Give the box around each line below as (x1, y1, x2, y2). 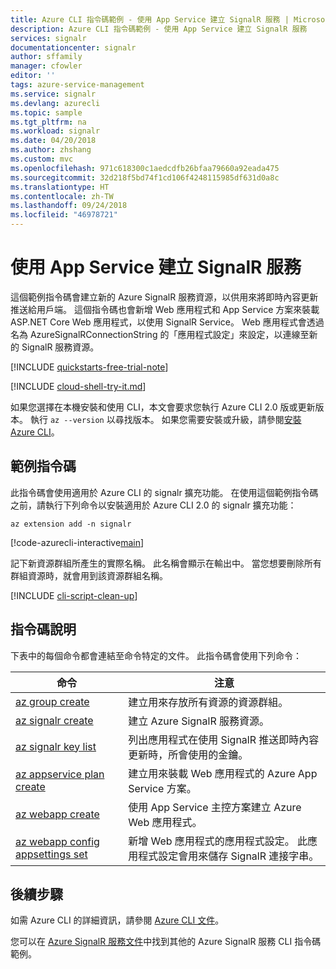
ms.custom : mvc (10, 154, 74, 164)
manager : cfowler (10, 61, 83, 71)
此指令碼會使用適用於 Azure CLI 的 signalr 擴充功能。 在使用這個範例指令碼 (10, 486, 319, 498)
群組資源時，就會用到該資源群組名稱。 (10, 569, 168, 581)
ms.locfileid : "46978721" (10, 210, 118, 220)
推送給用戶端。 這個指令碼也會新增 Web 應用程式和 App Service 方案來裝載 (10, 303, 320, 315)
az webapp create (15, 807, 100, 821)
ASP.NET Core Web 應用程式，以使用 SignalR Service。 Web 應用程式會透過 (10, 316, 325, 328)
